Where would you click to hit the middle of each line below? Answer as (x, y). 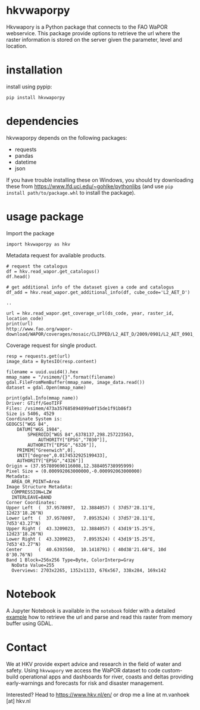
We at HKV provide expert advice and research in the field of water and (94, 664)
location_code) (25, 318)
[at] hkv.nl (18, 701)
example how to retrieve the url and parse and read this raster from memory (99, 617)
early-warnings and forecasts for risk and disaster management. (85, 683)
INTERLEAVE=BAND (32, 497)
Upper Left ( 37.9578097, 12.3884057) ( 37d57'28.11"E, (81, 508)
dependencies (43, 122)
